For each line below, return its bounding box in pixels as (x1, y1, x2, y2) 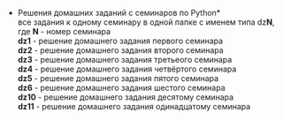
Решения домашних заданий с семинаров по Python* (17, 8, 221, 18)
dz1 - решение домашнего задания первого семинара (17, 35, 224, 46)
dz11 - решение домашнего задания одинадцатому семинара (17, 101, 251, 111)
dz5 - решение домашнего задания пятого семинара (17, 73, 219, 83)
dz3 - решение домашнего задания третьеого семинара (17, 55, 233, 64)
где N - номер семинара (17, 26, 111, 36)
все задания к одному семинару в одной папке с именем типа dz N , (17, 17, 275, 27)
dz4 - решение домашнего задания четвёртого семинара (17, 64, 237, 74)
